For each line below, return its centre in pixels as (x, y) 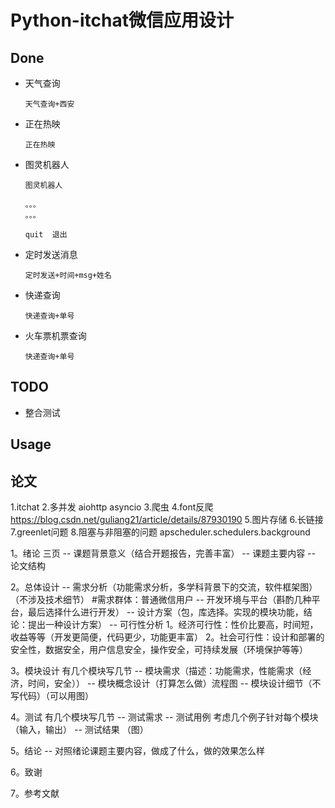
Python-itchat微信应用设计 (122, 20)
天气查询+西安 (49, 104)
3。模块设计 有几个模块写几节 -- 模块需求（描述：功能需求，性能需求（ (156, 671)
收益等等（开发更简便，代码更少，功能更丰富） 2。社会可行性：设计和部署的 (167, 637)
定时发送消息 (51, 254)
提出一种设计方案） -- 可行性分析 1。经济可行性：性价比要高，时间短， (173, 625)
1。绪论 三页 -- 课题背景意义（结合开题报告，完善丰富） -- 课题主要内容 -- (163, 553)
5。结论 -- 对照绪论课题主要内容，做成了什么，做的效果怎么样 (138, 751)
